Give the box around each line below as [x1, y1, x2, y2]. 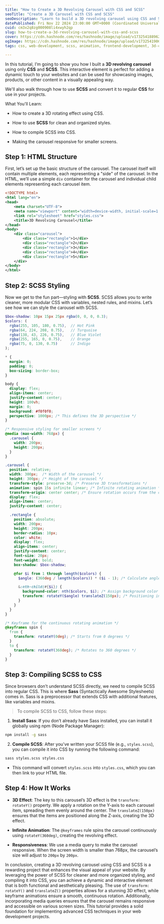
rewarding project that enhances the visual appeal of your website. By [5, 867, 146, 873]
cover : [5, 35, 19, 40]
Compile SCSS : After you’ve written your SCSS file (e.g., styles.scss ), [12, 741, 154, 747]
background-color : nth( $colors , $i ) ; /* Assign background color [22, 589, 159, 594]
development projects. [5, 913, 50, 919]
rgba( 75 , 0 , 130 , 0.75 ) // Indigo [9, 341, 91, 347]
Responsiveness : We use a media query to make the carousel [12, 842, 138, 847]
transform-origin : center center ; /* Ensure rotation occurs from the [9, 490, 156, 495]
